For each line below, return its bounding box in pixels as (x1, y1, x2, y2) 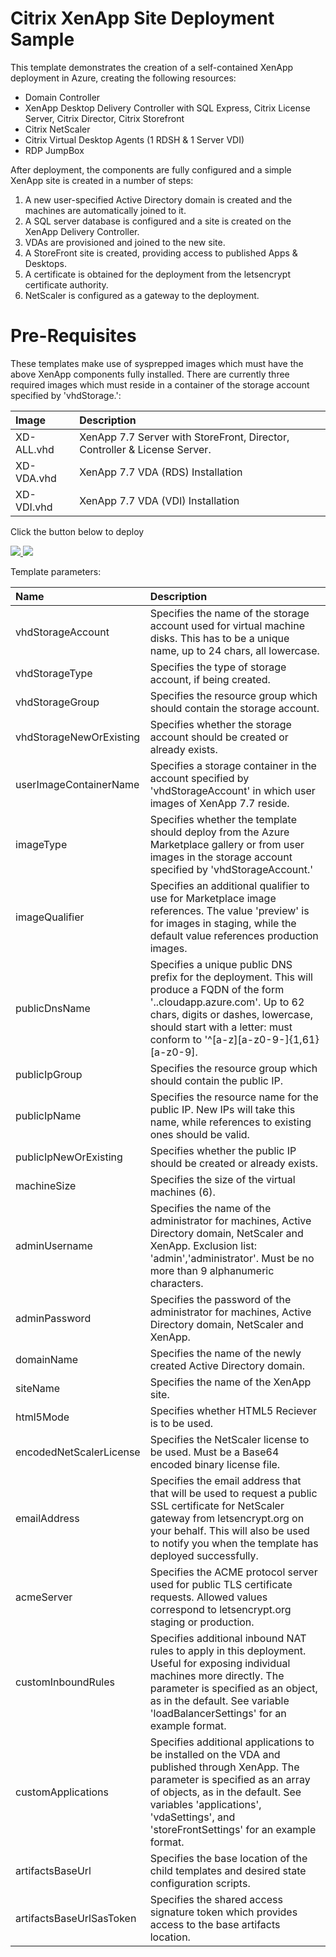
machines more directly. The (149, 1668, 285, 1682)
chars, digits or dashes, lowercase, (149, 1007, 313, 1021)
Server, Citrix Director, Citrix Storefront (24, 112, 185, 124)
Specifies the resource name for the (149, 1090, 319, 1104)
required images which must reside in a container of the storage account (10, 378, 310, 391)
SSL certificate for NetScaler (149, 1498, 285, 1512)
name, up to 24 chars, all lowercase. (149, 643, 320, 657)
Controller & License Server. (79, 442, 212, 456)
